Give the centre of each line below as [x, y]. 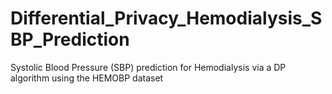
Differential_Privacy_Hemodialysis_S [166, 18]
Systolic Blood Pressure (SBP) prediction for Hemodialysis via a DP [148, 67]
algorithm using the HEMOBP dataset [87, 78]
